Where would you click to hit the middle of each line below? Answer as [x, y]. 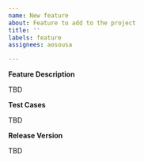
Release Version [36, 136]
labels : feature [35, 38]
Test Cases [27, 105]
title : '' [25, 30]
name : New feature [38, 15]
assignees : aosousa [40, 45]
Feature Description [42, 74]
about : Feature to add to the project [72, 23]
